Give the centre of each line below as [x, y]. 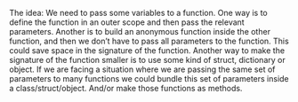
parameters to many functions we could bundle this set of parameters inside [149, 78]
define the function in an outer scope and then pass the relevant [127, 22]
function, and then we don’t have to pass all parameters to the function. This [149, 41]
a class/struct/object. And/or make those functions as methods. [126, 88]
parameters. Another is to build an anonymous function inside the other [140, 31]
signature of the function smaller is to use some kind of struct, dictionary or [148, 60]
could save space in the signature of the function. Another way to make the [147, 51]
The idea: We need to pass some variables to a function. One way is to [139, 13]
